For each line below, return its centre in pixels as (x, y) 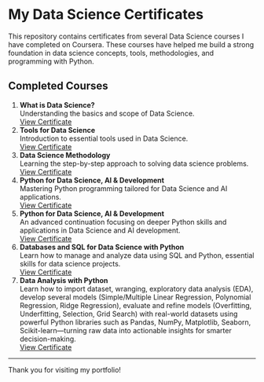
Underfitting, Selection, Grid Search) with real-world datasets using (128, 314)
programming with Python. (51, 61)
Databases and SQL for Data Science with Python (102, 247)
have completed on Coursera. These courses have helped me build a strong (131, 44)
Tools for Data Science (57, 130)
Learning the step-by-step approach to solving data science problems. (134, 163)
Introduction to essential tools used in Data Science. (104, 138)
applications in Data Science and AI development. (100, 230)
